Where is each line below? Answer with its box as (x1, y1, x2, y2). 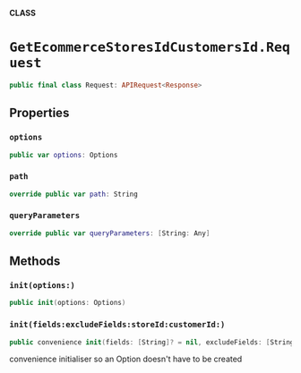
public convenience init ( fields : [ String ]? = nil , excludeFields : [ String (9, 337, 295, 347)
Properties (9, 106, 70, 121)
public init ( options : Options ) (9, 299, 126, 308)
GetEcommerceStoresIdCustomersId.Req (9, 39, 291, 56)
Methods (9, 254, 61, 269)
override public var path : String (9, 190, 139, 199)
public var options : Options (9, 150, 118, 159)
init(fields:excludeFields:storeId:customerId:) (9, 319, 226, 330)
